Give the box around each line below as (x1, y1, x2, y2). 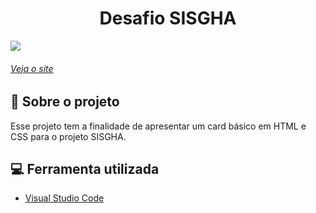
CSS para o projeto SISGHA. (10, 130, 127, 142)
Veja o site (10, 62, 54, 74)
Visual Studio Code (24, 192, 105, 204)
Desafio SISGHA (99, 7, 237, 30)
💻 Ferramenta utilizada (10, 160, 160, 177)
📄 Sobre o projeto (10, 93, 120, 111)
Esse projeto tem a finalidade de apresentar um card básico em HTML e (10, 120, 307, 132)
